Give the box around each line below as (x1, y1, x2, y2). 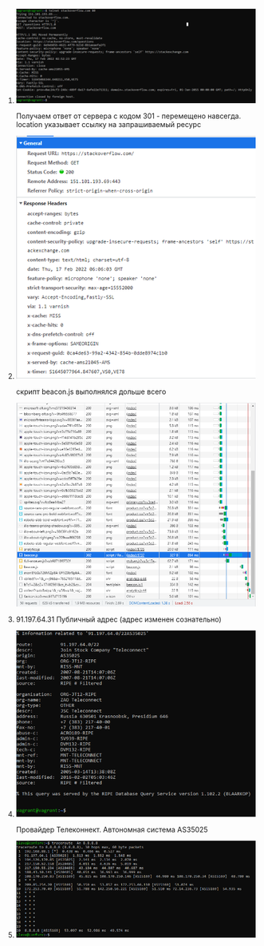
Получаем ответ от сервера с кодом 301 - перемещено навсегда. (15, 111, 242, 121)
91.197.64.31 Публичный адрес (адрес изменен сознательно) (15, 614, 222, 624)
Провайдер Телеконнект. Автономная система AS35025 (15, 825, 209, 834)
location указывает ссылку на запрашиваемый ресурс (15, 120, 202, 129)
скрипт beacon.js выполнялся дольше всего (15, 387, 167, 396)
